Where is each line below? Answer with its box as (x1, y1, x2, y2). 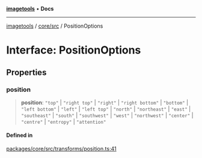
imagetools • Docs (6, 5, 54, 12)
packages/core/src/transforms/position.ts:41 (6, 145, 117, 153)
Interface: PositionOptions (6, 43, 141, 57)
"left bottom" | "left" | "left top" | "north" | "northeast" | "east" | (20, 105, 191, 112)
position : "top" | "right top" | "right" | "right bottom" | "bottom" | (20, 99, 188, 106)
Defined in (6, 132, 33, 139)
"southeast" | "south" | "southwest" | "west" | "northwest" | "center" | (20, 111, 194, 119)
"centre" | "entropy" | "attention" (20, 118, 106, 125)
